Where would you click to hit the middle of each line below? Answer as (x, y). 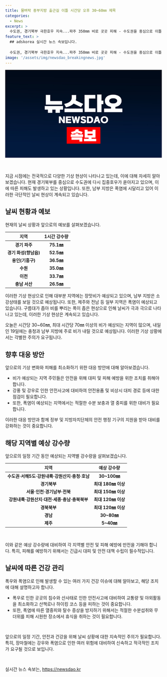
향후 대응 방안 (25, 354)
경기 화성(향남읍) (24, 252)
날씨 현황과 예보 (28, 212)
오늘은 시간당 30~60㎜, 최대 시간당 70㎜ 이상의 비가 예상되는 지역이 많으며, (79, 325)
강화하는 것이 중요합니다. (29, 426)
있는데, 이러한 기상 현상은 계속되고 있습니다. (57, 314)
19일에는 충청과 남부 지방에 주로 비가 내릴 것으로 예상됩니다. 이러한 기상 (79, 331)
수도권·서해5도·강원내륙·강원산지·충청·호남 (48, 476)
